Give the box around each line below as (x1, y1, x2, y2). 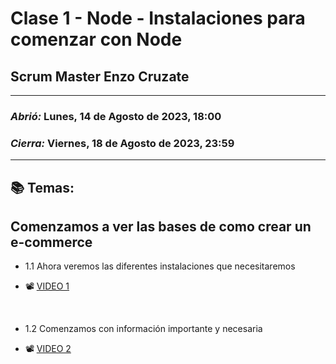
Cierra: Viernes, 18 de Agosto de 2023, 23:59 (10, 136, 235, 150)
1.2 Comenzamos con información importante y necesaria (24, 323, 263, 335)
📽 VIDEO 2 (24, 343, 72, 355)
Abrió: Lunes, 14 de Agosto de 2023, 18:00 (10, 109, 222, 123)
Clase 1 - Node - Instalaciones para (10, 7, 306, 30)
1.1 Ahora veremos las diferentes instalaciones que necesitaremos (24, 260, 296, 272)
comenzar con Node (10, 28, 183, 51)
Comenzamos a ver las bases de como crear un (10, 218, 312, 235)
